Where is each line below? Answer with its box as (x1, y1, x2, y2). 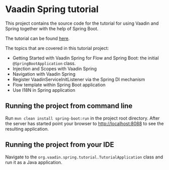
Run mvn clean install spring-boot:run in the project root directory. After (5, 115, 160, 121)
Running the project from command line (5, 102, 133, 110)
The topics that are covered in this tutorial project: (5, 45, 109, 51)
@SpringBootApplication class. (12, 60, 76, 66)
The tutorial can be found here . (5, 35, 70, 41)
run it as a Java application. (5, 159, 63, 165)
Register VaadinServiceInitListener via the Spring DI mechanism (12, 76, 145, 82)
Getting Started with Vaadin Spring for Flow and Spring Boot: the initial (12, 54, 159, 61)
